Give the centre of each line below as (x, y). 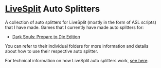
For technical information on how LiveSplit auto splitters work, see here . (77, 60)
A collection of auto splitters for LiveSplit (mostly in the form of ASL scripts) (81, 22)
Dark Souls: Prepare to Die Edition (46, 37)
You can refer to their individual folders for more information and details (77, 46)
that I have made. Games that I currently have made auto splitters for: (74, 27)
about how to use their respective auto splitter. (52, 51)
